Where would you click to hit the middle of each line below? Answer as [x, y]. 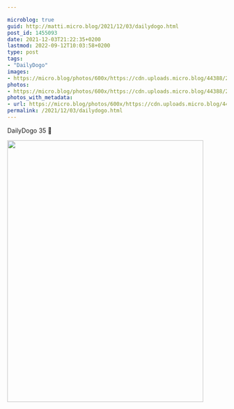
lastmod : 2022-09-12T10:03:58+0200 [59, 46]
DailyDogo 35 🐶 [30, 131]
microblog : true [31, 20]
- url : [17, 104]
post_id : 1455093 [32, 33]
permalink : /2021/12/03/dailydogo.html [65, 111]
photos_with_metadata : [40, 98]
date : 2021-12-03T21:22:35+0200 [54, 39]
